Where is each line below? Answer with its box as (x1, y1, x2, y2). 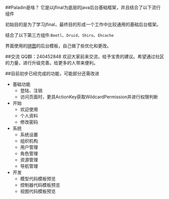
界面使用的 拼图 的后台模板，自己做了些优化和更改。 (5, 43, 111, 49)
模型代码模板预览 (20, 176, 56, 181)
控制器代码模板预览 (20, 182, 61, 188)
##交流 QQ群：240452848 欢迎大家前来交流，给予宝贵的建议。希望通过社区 (5, 53, 164, 59)
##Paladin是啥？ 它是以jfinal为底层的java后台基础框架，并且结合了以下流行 (5, 5, 161, 10)
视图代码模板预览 (20, 188, 56, 194)
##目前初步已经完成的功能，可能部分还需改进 (5, 71, 99, 77)
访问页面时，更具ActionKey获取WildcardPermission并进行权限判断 (20, 94, 158, 100)
